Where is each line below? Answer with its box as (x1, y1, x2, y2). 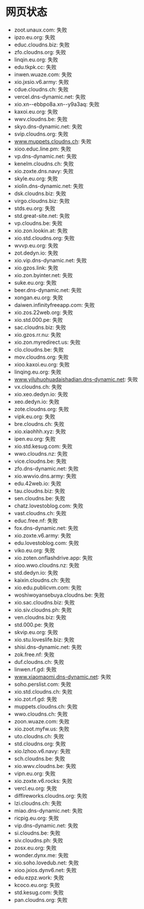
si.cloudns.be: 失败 (14, 829, 60, 836)
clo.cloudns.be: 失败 (14, 346, 64, 353)
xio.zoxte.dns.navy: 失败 (14, 167, 74, 174)
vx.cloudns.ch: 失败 (14, 383, 62, 390)
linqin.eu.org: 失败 (14, 56, 59, 63)
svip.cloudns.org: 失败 (14, 130, 69, 137)
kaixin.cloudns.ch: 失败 (14, 576, 71, 584)
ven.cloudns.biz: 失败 (14, 613, 66, 620)
